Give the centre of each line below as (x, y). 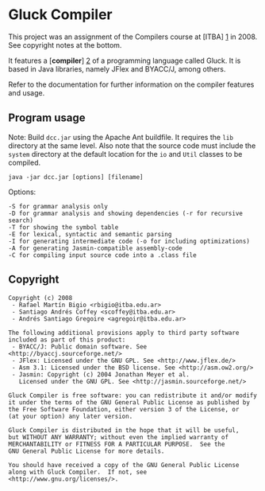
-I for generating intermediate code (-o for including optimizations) (129, 241)
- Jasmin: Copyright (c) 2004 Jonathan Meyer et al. (101, 374)
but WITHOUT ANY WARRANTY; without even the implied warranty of (118, 437)
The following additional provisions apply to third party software (124, 333)
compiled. (25, 162)
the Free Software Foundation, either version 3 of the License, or (124, 409)
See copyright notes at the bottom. (65, 45)
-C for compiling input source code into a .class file (102, 255)
